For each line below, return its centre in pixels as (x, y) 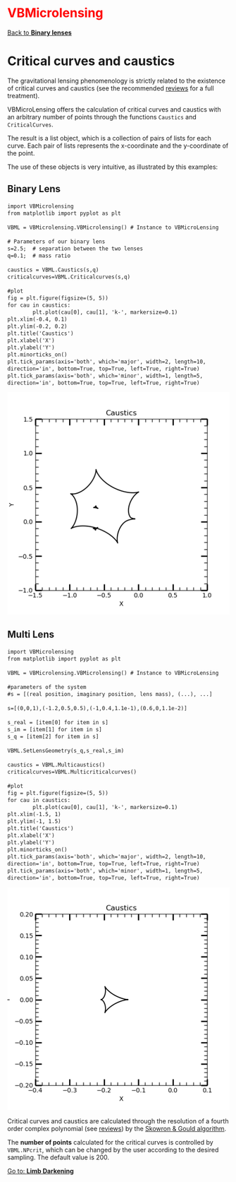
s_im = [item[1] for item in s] (55, 729)
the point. (21, 153)
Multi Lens (31, 635)
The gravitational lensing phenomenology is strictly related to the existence (116, 81)
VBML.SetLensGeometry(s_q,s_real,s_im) (66, 750)
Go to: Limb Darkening (41, 1171)
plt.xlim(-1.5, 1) (34, 814)
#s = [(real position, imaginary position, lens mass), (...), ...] (110, 694)
